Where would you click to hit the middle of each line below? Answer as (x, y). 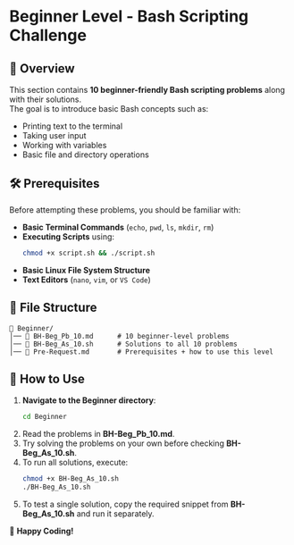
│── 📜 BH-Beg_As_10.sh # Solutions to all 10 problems (124, 344)
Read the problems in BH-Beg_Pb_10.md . (98, 434)
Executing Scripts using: (68, 236)
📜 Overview (42, 68)
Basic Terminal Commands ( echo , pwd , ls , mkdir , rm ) (118, 227)
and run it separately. (115, 513)
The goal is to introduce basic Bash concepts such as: (109, 109)
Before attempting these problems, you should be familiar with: (125, 210)
